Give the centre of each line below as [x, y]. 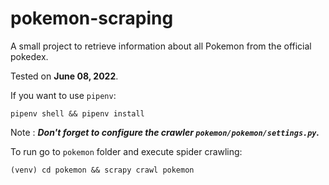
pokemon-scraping [92, 18]
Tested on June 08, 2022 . [64, 76]
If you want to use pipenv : [63, 95]
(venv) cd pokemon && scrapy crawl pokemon [102, 170]
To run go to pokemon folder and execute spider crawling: [126, 151]
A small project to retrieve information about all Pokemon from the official [161, 46]
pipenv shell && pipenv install [77, 113]
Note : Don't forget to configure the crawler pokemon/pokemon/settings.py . [165, 132]
